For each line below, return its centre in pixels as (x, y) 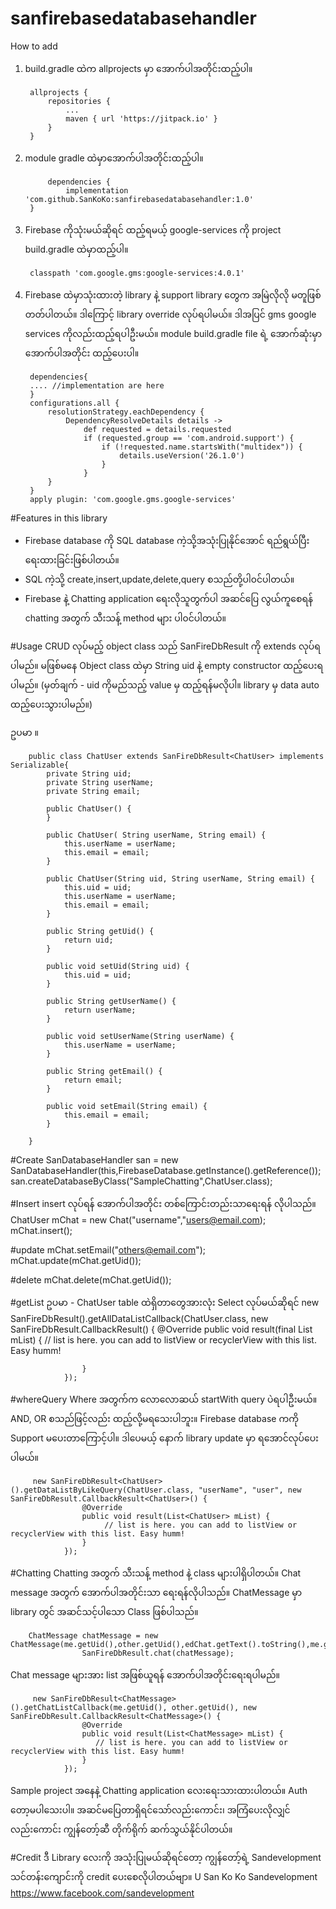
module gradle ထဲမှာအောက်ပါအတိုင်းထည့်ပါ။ (114, 158)
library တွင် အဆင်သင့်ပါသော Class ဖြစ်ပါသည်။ (104, 1611)
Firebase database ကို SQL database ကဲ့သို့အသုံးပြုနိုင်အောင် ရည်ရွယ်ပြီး (167, 540)
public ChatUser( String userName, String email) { (156, 835)
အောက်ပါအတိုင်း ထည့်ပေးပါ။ (82, 353)
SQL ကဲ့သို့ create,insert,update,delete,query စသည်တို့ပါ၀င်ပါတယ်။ (159, 579)
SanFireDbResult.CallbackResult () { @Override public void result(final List (161, 1329)
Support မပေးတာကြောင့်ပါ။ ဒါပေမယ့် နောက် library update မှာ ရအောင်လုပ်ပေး (164, 1438)
